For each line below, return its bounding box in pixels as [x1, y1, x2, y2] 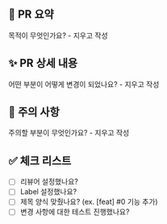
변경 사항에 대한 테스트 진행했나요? [19, 207, 130, 217]
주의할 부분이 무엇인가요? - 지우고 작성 [8, 128, 130, 138]
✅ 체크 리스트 [8, 154, 72, 168]
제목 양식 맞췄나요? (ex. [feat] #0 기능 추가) [19, 197, 159, 207]
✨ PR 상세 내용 [8, 56, 78, 70]
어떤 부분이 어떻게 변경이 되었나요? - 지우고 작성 [8, 79, 160, 89]
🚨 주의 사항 [8, 106, 61, 119]
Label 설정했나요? [19, 187, 77, 197]
